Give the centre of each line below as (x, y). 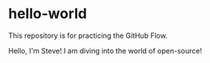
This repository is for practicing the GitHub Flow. (88, 35)
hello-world (48, 14)
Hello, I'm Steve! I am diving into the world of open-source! (105, 50)
